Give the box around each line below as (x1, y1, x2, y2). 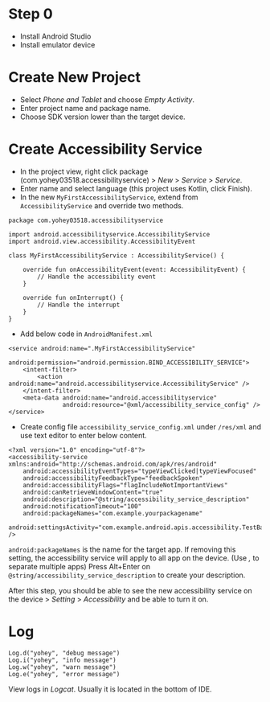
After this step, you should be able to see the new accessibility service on (8, 585, 252, 595)
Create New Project (8, 68, 141, 87)
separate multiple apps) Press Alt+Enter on (8, 561, 151, 571)
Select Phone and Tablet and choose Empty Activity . (19, 94, 195, 105)
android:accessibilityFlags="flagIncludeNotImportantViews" (22, 481, 228, 489)
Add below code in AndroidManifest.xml (19, 329, 153, 339)
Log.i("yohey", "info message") (8, 656, 117, 664)
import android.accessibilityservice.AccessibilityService (8, 230, 211, 238)
